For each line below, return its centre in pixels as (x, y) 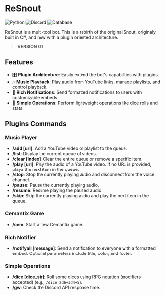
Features (19, 62)
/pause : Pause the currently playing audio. (56, 185)
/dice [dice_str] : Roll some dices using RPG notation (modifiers (77, 277)
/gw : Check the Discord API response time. (56, 288)
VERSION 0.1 (30, 46)
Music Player (21, 138)
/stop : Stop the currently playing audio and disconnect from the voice (83, 175)
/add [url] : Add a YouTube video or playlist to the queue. (70, 148)
